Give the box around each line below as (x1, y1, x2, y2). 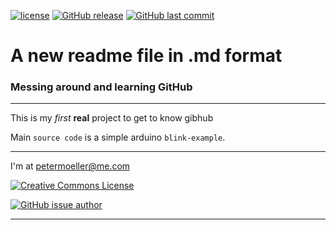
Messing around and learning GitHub (10, 80, 193, 94)
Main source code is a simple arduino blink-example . (10, 131, 226, 144)
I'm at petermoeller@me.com (10, 160, 131, 172)
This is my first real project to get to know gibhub (10, 112, 214, 124)
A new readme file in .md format (10, 45, 283, 67)
